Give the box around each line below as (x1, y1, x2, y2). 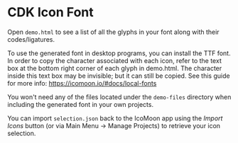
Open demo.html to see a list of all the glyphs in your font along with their (7, 28, 220, 36)
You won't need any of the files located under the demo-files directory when (7, 93, 232, 101)
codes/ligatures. (7, 35, 55, 43)
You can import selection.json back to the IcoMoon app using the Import (7, 114, 223, 122)
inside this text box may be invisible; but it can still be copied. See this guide (7, 71, 230, 80)
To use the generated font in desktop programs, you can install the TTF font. (7, 49, 231, 57)
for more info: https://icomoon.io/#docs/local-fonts (7, 79, 157, 87)
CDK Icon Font (7, 4, 94, 21)
